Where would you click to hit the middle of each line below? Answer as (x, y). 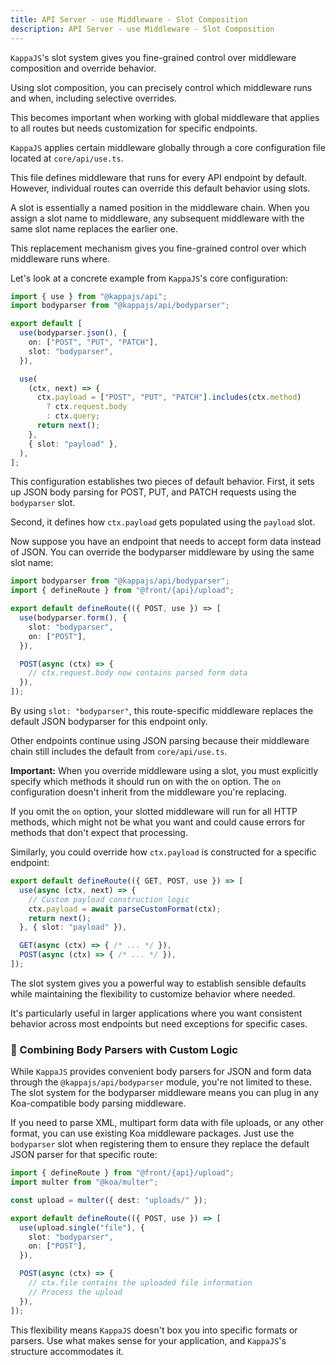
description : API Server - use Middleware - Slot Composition (142, 29)
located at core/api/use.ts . (67, 158)
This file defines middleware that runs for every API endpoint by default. (159, 177)
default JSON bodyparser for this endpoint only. (109, 721)
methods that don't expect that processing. (99, 832)
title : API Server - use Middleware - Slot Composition (129, 19)
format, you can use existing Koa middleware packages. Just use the (152, 1133)
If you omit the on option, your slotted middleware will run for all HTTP (154, 811)
